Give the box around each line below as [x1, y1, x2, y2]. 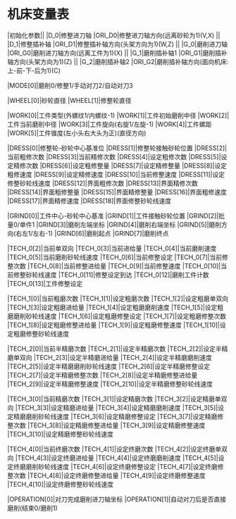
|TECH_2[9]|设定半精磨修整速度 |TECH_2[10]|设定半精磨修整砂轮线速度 [7, 380, 213, 388]
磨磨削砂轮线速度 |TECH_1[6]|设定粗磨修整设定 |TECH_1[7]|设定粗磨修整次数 [7, 311, 227, 320]
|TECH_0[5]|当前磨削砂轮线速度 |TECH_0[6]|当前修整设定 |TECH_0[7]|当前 [7, 253, 223, 261]
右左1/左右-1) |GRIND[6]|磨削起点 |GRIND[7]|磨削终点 [15, 229, 169, 237]
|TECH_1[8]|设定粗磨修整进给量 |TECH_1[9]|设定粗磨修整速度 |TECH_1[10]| [7, 320, 221, 329]
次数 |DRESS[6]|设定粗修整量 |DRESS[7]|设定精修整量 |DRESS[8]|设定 [25, 161, 228, 170]
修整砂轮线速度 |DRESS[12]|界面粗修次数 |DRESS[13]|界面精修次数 [7, 179, 199, 187]
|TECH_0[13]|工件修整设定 [7, 279, 83, 287]
